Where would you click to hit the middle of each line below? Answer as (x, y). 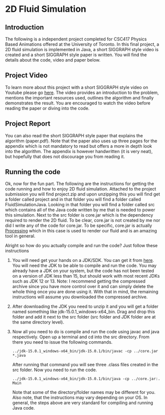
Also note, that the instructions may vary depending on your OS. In (80, 398)
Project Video (26, 76)
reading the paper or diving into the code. (47, 108)
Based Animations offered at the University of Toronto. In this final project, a (82, 44)
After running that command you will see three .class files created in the (85, 365)
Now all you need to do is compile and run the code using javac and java (86, 332)
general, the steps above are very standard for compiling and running (83, 403)
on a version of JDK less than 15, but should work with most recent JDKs (86, 276)
